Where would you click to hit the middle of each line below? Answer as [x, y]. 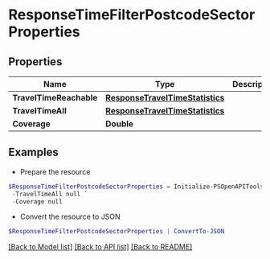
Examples [33, 152]
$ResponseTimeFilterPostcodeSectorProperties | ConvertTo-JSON [117, 232]
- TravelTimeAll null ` [50, 194]
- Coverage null [37, 201]
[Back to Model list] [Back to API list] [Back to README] [100, 247]
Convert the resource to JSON [70, 217]
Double [120, 124]
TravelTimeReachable [55, 98]
